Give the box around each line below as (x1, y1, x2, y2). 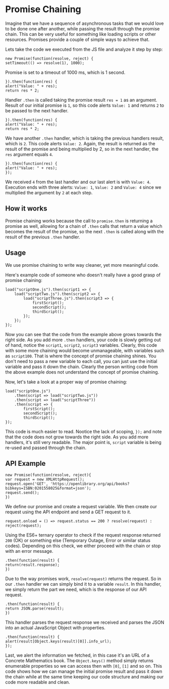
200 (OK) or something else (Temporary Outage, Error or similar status (5, 538, 150, 544)
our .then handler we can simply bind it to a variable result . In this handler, (5, 581, 161, 587)
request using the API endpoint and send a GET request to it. (5, 509, 131, 515)
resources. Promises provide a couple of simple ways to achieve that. (5, 36, 150, 43)
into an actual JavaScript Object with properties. (5, 625, 106, 631)
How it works (5, 204, 47, 213)
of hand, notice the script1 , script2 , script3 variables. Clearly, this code (5, 342, 157, 348)
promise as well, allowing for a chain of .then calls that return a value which (5, 223, 162, 229)
